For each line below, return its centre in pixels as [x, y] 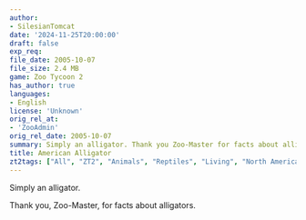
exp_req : [26, 52]
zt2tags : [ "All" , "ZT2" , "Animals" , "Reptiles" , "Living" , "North [138, 161]
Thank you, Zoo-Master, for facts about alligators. [102, 205]
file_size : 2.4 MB [44, 69]
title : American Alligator [61, 153]
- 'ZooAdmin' [34, 128]
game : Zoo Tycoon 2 [46, 77]
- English [28, 102]
